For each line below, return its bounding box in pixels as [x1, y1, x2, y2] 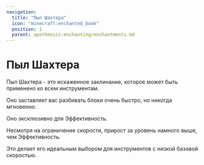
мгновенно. [6, 103, 37, 111]
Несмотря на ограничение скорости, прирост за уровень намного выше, [6, 127, 197, 134]
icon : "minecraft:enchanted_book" [12, 20, 99, 26]
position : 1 [12, 26, 43, 32]
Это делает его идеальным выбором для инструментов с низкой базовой [6, 145, 199, 153]
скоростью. [6, 152, 37, 159]
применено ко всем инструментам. [6, 85, 99, 92]
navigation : [6, 9, 37, 15]
